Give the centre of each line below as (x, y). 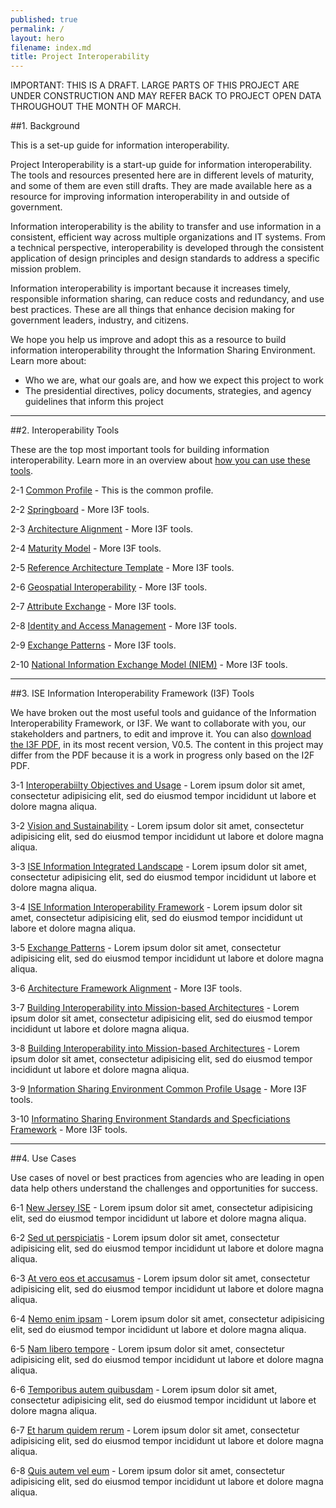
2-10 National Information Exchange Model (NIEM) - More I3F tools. (149, 665)
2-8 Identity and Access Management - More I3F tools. (123, 626)
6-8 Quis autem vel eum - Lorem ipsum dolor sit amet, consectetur (148, 1471)
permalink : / (37, 29)
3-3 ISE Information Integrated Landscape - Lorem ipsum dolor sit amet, (159, 867)
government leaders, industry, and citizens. (99, 320)
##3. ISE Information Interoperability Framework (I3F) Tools (132, 693)
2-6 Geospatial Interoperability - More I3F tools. (109, 587)
